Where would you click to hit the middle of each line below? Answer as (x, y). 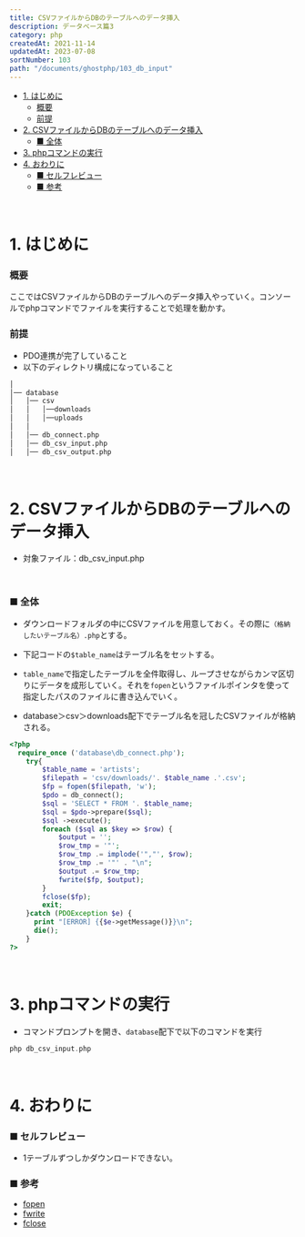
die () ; (46, 931)
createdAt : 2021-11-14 (52, 43)
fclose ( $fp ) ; (67, 897)
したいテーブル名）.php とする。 (77, 634)
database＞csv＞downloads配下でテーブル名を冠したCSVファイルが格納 (159, 715)
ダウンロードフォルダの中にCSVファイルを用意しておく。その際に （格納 (157, 624)
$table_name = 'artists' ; (91, 770)
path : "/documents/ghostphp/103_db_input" (91, 69)
